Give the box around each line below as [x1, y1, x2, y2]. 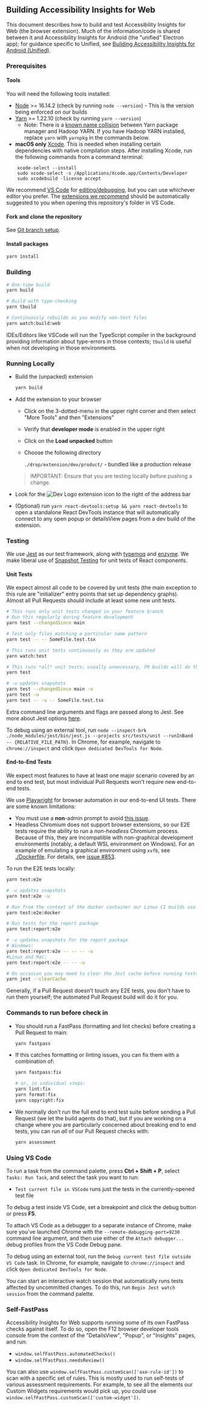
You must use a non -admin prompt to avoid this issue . [14, 815, 150, 822]
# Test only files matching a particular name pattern [6, 631, 147, 637]
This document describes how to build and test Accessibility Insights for [6, 21, 186, 28]
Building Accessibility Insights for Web [6, 5, 156, 15]
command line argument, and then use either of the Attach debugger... [6, 1234, 184, 1242]
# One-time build [6, 281, 50, 288]
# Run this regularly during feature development [6, 614, 134, 621]
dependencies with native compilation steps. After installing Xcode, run [14, 146, 193, 154]
